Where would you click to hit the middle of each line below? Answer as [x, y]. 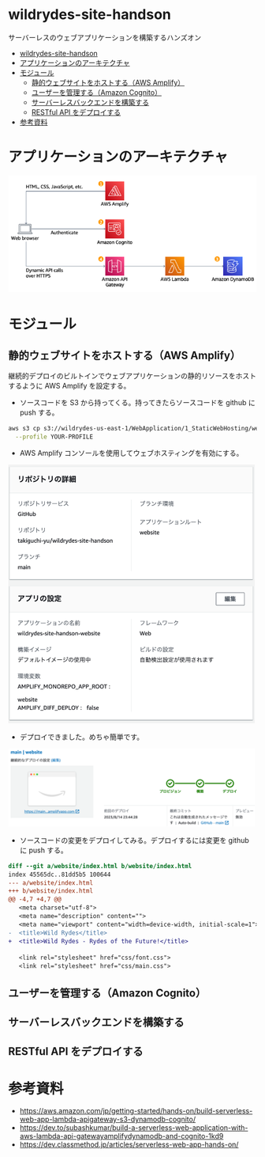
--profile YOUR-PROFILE [54, 437]
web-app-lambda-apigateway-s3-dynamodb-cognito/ [107, 1119]
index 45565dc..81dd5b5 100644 [60, 874]
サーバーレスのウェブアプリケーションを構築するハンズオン [105, 37]
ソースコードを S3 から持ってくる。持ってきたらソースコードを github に [137, 403]
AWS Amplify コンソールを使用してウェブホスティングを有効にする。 [131, 453]
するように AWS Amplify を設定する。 [69, 386]
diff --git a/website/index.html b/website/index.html [100, 866]
